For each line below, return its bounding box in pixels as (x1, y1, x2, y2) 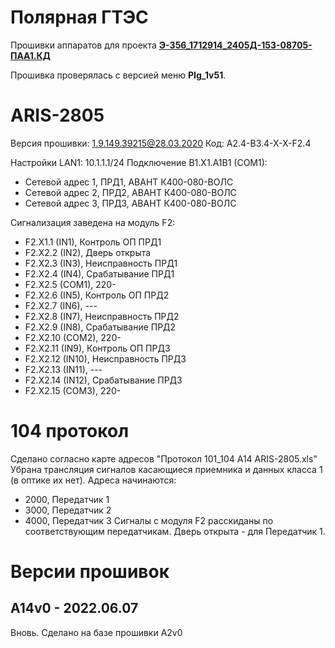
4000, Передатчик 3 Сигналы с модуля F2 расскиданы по (24, 514, 274, 526)
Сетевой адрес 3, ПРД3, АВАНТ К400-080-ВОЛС (24, 197, 237, 209)
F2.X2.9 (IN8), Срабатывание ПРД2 (24, 321, 177, 333)
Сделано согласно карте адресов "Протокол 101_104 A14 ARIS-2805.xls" (10, 452, 318, 465)
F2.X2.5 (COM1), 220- (24, 278, 117, 290)
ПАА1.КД (10, 49, 51, 61)
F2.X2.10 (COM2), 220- (24, 331, 122, 343)
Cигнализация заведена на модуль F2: (10, 216, 176, 228)
